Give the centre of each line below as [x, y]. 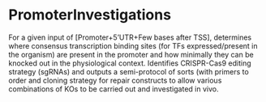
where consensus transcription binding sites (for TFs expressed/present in [133, 45]
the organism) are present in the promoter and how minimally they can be [131, 54]
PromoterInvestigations [90, 15]
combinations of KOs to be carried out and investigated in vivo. [114, 89]
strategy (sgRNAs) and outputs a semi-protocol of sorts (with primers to [129, 71]
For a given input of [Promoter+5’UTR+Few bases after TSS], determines [130, 37]
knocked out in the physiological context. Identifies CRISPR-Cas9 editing [130, 63]
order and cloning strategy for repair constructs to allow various [115, 80]
